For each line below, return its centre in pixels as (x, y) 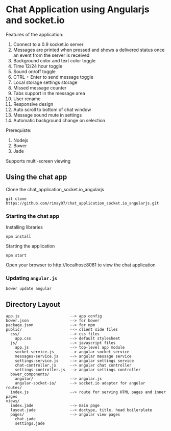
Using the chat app (36, 177)
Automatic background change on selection (59, 120)
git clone (16, 199)
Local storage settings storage (45, 82)
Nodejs (21, 140)
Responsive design (33, 104)
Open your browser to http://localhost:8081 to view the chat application (81, 265)
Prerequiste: (19, 130)
